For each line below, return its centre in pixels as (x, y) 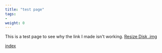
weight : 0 (15, 23)
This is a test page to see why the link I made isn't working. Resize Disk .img (81, 37)
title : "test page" (25, 9)
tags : (10, 14)
